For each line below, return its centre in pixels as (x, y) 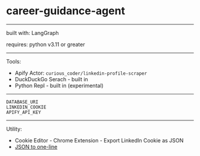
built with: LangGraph (33, 33)
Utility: (14, 129)
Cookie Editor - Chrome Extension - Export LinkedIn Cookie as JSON (99, 140)
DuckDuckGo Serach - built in (51, 79)
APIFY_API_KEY (24, 112)
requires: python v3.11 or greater (46, 44)
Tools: (14, 61)
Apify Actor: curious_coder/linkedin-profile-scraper (81, 73)
